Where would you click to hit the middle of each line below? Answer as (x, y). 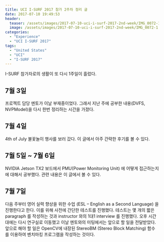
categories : (17, 32)
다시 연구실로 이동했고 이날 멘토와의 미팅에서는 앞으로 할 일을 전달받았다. (87, 222)
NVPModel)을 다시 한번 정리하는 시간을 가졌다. (50, 110)
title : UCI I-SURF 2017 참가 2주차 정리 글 (46, 9)
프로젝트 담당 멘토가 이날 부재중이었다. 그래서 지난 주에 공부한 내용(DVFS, (75, 103)
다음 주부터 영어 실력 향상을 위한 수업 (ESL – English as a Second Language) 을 (82, 204)
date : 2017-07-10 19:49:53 (32, 14)
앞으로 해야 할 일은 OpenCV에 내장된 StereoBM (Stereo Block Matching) (76, 228)
